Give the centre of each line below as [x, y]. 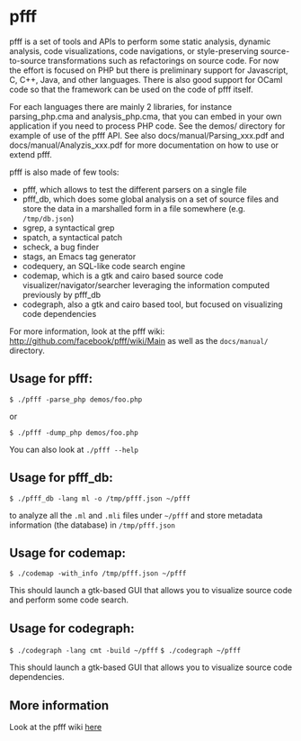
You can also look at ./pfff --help [74, 449]
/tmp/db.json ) [48, 218]
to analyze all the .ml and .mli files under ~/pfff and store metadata [136, 515]
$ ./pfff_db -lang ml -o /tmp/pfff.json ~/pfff [100, 498]
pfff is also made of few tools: [64, 172]
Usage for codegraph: [72, 628]
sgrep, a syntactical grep [68, 228]
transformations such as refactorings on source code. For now [164, 60]
